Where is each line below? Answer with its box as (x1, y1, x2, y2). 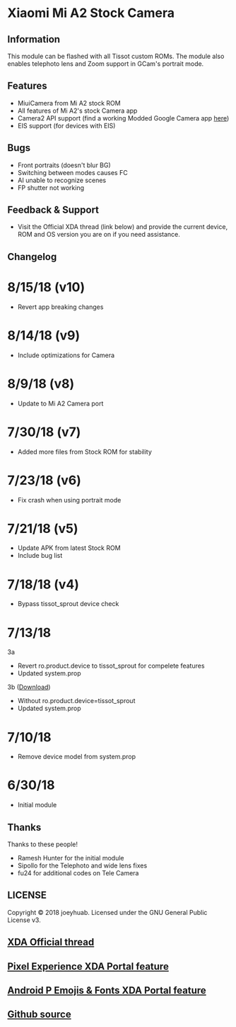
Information (7, 33, 61, 45)
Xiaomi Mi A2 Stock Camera (7, 5, 175, 21)
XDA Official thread (7, 936, 95, 948)
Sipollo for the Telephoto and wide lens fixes (17, 861, 148, 870)
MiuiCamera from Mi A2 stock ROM (17, 99, 122, 107)
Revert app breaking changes (17, 303, 104, 311)
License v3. (7, 916, 41, 924)
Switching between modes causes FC (17, 168, 129, 176)
